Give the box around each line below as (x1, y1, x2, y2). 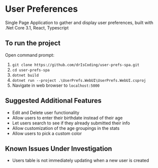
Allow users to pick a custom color (12, 130, 82, 136)
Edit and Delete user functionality (12, 109, 80, 116)
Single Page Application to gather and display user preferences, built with (5, 20, 154, 25)
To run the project (5, 39, 61, 48)
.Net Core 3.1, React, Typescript (5, 24, 69, 30)
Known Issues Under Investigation (5, 144, 113, 153)
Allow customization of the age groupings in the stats (12, 125, 120, 131)
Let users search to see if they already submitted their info (12, 120, 131, 126)
